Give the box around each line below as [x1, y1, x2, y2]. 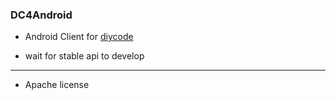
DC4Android [10, 8, 73, 22]
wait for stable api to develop [24, 50, 145, 62]
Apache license [24, 79, 90, 91]
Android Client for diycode [24, 31, 134, 43]
